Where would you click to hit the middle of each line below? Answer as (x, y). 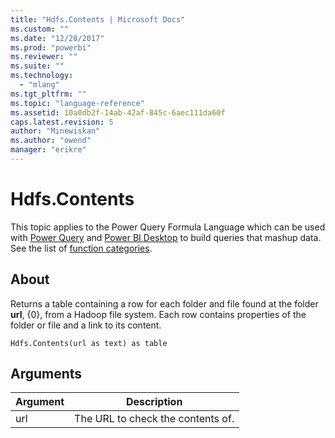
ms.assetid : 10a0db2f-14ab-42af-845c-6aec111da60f (118, 112)
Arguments (46, 374)
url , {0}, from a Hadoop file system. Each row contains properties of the (158, 314)
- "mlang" (39, 85)
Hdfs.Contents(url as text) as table (89, 343)
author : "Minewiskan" (55, 131)
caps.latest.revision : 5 (62, 122)
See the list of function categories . (81, 248)
